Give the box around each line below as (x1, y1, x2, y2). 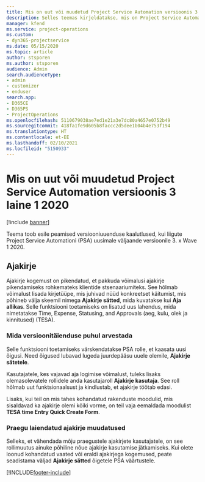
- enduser (6, 89, 32, 95)
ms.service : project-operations (6, 26, 88, 32)
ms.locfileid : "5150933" (6, 145, 70, 152)
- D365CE (6, 100, 29, 106)
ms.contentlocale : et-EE (6, 134, 70, 141)
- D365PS (6, 105, 29, 112)
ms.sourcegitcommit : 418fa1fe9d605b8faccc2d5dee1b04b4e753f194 (6, 123, 171, 129)
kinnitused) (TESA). (6, 316, 56, 323)
